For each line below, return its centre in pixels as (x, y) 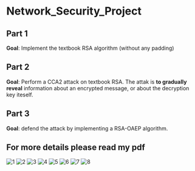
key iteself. (20, 95)
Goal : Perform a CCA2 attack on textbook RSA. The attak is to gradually (97, 82)
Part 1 (17, 34)
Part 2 (18, 67)
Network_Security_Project (74, 11)
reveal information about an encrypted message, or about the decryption (98, 88)
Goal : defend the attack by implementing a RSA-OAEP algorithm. (87, 128)
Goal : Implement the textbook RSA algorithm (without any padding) (90, 48)
